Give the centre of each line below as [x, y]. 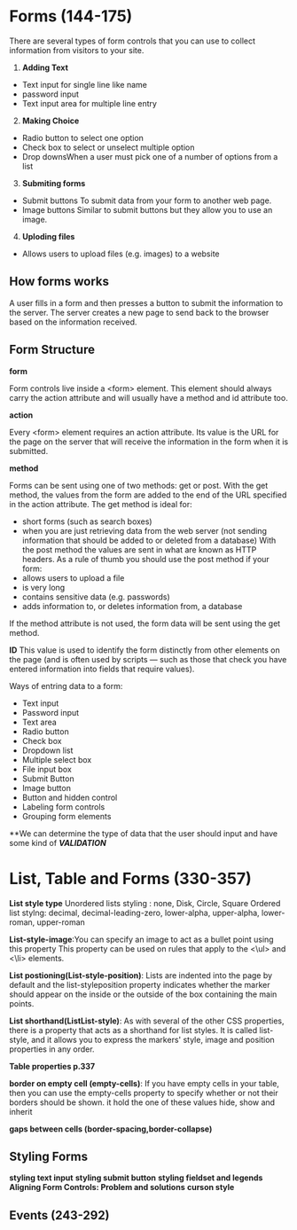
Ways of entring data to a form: [66, 686]
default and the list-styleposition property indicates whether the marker [140, 984]
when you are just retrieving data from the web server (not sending [145, 530]
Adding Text [45, 67]
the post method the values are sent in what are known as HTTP [139, 549]
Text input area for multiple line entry [90, 103]
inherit [21, 1111]
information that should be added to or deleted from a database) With [149, 540]
